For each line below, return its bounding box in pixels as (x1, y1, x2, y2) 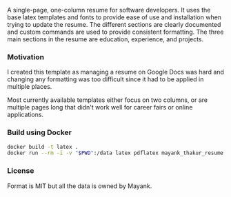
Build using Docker (7, 127, 72, 137)
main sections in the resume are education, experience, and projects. (7, 35, 204, 43)
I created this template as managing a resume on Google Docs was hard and (7, 68, 224, 76)
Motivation (7, 52, 45, 61)
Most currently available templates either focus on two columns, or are (7, 96, 208, 104)
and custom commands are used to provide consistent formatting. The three (7, 28, 224, 36)
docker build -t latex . (7, 143, 79, 150)
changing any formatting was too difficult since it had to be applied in (7, 75, 204, 83)
